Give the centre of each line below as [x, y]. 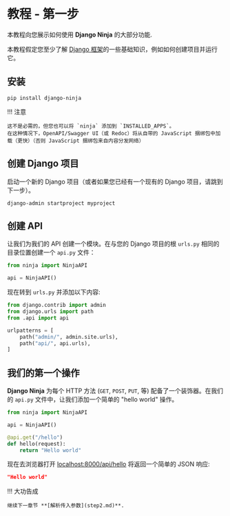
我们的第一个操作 [43, 373]
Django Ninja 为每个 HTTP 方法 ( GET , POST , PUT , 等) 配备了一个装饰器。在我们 [115, 391]
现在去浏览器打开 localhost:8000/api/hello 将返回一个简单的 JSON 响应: [108, 464]
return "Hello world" [50, 450]
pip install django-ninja [44, 98]
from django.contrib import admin [57, 305]
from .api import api [38, 318]
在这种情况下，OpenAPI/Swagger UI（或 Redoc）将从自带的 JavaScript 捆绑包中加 [114, 133]
